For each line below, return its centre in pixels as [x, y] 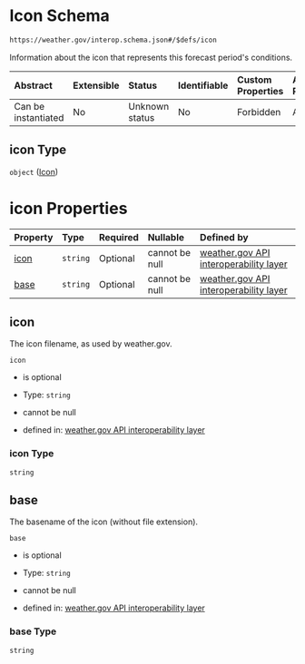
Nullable [166, 237]
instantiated [39, 117]
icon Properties [69, 208]
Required [118, 237]
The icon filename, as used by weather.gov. [91, 344]
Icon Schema [60, 16]
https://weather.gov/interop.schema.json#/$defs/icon [113, 40]
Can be [30, 106]
